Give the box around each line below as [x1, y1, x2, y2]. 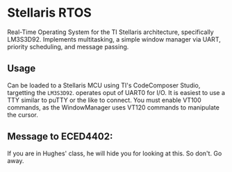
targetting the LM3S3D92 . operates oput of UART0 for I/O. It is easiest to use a [7, 88, 226, 96]
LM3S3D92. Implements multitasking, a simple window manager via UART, [7, 35, 221, 43]
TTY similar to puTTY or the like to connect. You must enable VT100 [7, 96, 201, 104]
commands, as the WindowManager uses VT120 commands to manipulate [7, 103, 220, 112]
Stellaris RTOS [7, 5, 92, 21]
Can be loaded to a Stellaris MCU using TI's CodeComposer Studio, [7, 81, 201, 89]
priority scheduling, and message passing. [7, 42, 129, 51]
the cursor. [7, 110, 38, 119]
